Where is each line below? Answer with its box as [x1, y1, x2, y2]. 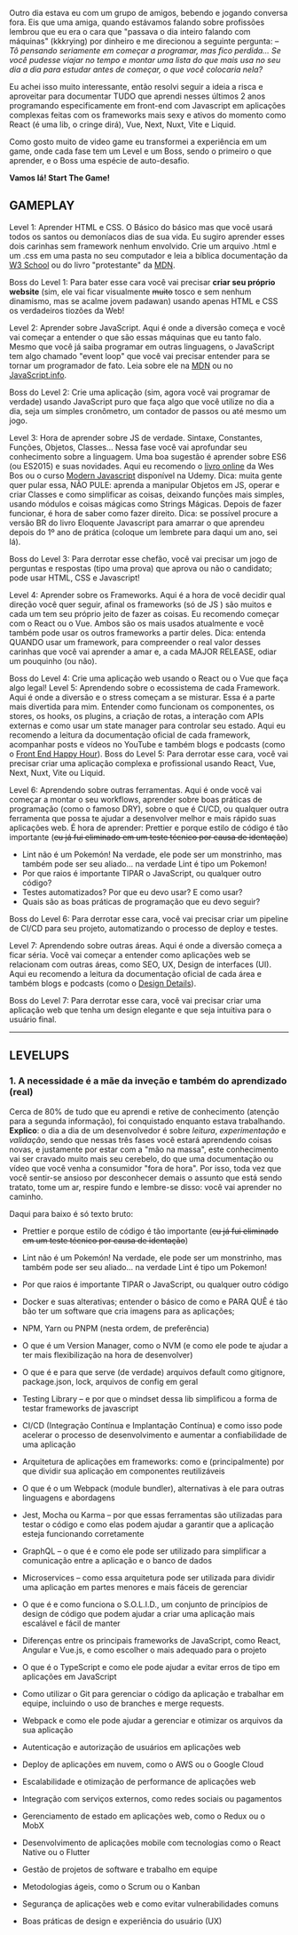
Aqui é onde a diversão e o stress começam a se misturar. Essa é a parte [9, 692, 276, 702]
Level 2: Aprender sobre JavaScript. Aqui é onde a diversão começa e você [9, 322, 286, 332]
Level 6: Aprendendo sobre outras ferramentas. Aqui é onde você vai [9, 784, 262, 795]
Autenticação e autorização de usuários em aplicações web [21, 1741, 241, 1752]
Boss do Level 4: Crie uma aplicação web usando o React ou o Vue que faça [9, 673, 289, 684]
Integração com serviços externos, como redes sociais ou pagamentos [21, 1793, 282, 1803]
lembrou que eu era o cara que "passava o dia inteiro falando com [9, 27, 251, 36]
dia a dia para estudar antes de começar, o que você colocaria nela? [9, 64, 263, 75]
